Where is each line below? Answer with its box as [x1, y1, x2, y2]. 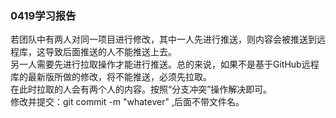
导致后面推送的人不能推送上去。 [44, 46, 177, 58]
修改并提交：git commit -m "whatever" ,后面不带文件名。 [10, 96, 245, 108]
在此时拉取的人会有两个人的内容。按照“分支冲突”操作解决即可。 [10, 83, 273, 96]
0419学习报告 [10, 8, 77, 22]
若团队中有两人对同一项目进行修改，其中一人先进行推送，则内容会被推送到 [10, 33, 317, 46]
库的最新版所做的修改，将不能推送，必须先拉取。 [10, 71, 212, 83]
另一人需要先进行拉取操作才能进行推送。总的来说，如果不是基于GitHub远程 [10, 58, 320, 71]
